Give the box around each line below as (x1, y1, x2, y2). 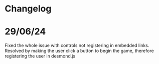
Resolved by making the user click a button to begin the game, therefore (5, 48, 154, 54)
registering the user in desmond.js (5, 53, 76, 59)
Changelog (5, 3, 52, 14)
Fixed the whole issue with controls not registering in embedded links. (5, 42, 149, 48)
